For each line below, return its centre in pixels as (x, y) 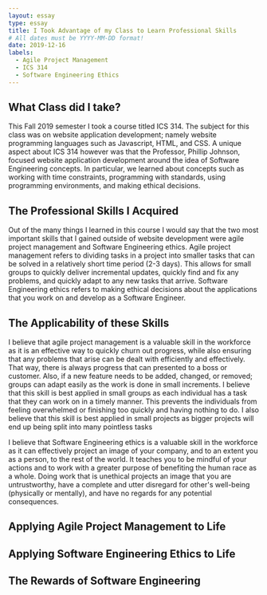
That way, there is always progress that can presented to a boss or (118, 368)
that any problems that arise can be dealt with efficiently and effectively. (127, 359)
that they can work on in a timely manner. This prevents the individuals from (133, 402)
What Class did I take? (65, 107)
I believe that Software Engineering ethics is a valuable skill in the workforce (133, 443)
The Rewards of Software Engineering (104, 581)
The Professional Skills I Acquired (94, 211)
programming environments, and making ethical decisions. (104, 186)
